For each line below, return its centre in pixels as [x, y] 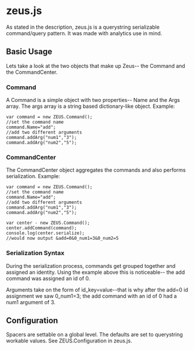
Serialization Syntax [35, 253]
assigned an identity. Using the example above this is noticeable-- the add [96, 272]
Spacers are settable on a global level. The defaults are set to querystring [94, 335]
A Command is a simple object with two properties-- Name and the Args [93, 100]
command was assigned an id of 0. [48, 278]
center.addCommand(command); [41, 228]
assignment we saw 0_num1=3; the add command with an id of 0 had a [91, 296]
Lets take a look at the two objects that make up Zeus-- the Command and [96, 66]
